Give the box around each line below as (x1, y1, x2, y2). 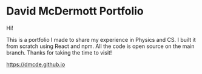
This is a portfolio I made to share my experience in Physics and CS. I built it (6, 36, 196, 43)
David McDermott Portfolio (6, 4, 144, 18)
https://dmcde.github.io (6, 61, 66, 68)
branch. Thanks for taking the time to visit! (6, 49, 112, 56)
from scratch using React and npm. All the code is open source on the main (6, 42, 195, 50)
